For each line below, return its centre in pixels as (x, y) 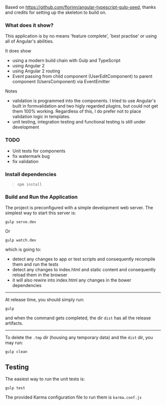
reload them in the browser (40, 275)
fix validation (25, 161)
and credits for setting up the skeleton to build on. (56, 12)
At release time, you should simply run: (45, 300)
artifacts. (14, 323)
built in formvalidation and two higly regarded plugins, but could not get (85, 106)
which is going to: (23, 249)
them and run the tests (35, 264)
